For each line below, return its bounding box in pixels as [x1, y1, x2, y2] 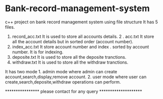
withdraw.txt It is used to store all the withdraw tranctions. [12, 59, 128, 65]
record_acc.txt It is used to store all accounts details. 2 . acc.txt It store [12, 33, 154, 39]
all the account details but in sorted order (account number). [12, 38, 134, 44]
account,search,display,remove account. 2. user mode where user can [5, 74, 147, 80]
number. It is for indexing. [12, 49, 64, 55]
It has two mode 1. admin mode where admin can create [5, 68, 118, 74]
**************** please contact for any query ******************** [5, 88, 143, 94]
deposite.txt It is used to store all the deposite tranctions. [12, 54, 127, 60]
